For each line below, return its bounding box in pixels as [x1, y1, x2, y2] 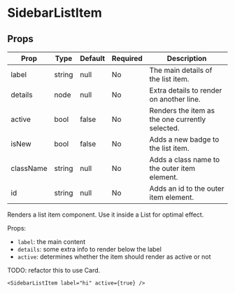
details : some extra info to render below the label [17, 245, 162, 253]
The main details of [149, 65, 213, 75]
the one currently [149, 114, 206, 124]
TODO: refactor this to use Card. [7, 266, 101, 274]
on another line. [149, 95, 201, 104]
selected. [149, 123, 180, 132]
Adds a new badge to [149, 135, 220, 144]
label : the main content [17, 238, 86, 246]
